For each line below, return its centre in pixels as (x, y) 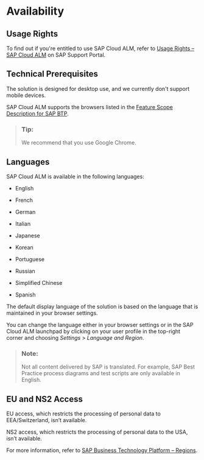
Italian (23, 223)
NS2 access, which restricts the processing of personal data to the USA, (97, 432)
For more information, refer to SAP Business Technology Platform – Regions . (102, 450)
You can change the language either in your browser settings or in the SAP (100, 325)
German (25, 212)
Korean (24, 247)
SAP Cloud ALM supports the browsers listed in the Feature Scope (90, 107)
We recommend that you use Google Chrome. (79, 143)
